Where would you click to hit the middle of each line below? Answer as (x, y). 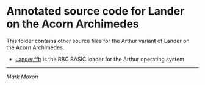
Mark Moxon (22, 76)
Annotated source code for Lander (95, 11)
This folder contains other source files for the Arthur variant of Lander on (98, 41)
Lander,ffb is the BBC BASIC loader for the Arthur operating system (100, 59)
